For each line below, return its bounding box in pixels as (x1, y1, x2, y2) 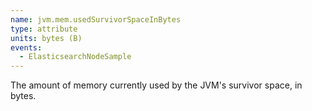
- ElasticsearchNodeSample (19, 52, 132, 62)
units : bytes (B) (10, 33, 83, 43)
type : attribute (10, 24, 78, 34)
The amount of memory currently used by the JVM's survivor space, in (10, 79, 303, 91)
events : (10, 42, 43, 53)
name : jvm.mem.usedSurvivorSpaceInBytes (10, 14, 182, 25)
